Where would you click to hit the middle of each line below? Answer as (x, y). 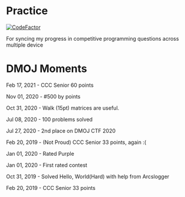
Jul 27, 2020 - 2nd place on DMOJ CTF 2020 (61, 130)
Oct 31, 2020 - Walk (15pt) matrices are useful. (63, 108)
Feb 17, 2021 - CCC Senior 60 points (50, 85)
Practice (27, 11)
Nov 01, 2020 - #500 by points (43, 96)
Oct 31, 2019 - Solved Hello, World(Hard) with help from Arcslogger (88, 176)
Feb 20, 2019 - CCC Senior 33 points (51, 188)
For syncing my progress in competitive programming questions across (92, 38)
